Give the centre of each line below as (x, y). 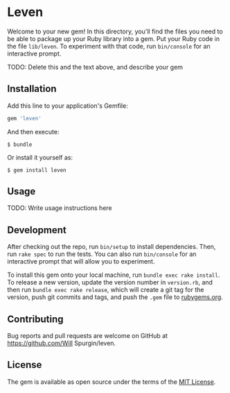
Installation (32, 89)
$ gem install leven (37, 170)
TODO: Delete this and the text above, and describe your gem (95, 67)
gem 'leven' (24, 118)
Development (37, 230)
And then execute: (33, 131)
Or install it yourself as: (40, 157)
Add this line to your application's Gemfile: (68, 106)
